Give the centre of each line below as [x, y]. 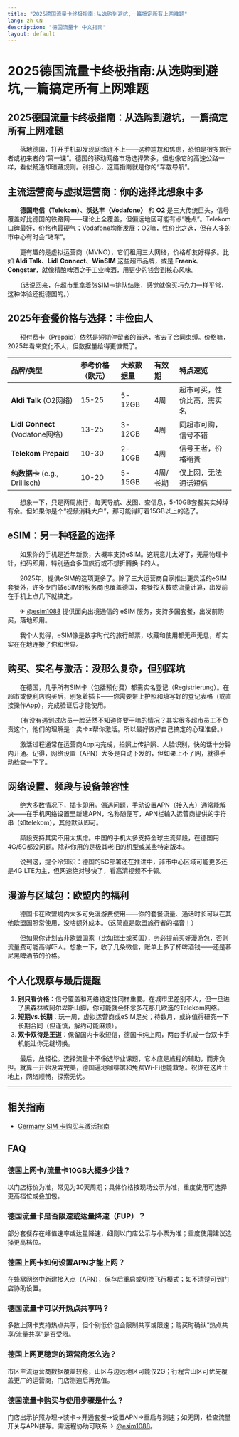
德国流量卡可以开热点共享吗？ [59, 1308]
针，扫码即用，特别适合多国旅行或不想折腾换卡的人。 [85, 563]
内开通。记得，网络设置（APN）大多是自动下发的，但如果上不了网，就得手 [117, 753]
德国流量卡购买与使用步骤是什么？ [66, 1400]
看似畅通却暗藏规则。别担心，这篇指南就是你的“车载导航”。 [107, 167]
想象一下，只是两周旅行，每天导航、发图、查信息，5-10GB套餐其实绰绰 [124, 502]
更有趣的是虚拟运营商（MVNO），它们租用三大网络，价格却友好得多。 [121, 252]
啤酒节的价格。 [42, 956]
